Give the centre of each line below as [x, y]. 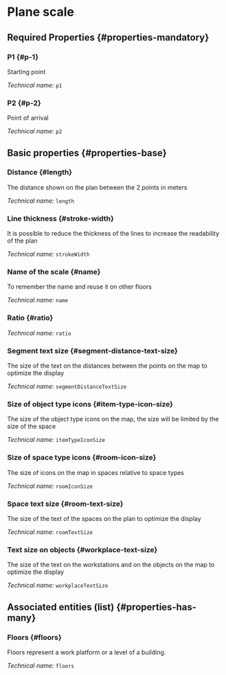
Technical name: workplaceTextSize [58, 586]
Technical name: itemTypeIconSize [56, 440]
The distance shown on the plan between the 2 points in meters [97, 187]
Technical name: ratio [39, 333]
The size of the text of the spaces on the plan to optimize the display [104, 518]
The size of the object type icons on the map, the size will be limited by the [113, 419]
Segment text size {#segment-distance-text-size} [93, 351]
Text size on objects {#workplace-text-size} [82, 549]
